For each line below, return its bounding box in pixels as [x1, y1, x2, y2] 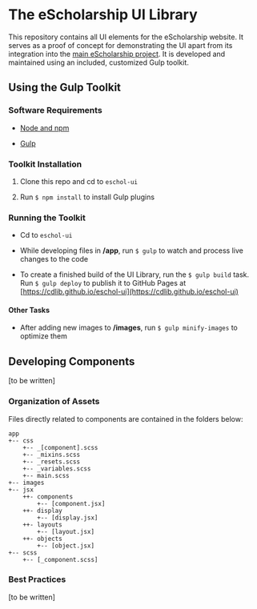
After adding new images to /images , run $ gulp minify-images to [19, 323, 238, 333]
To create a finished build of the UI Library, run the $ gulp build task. [19, 270, 250, 279]
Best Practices [8, 574, 66, 585]
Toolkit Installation [8, 158, 82, 170]
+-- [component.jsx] [37, 499, 106, 507]
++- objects [22, 535, 62, 543]
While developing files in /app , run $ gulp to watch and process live [19, 246, 244, 255]
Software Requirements [8, 105, 102, 116]
